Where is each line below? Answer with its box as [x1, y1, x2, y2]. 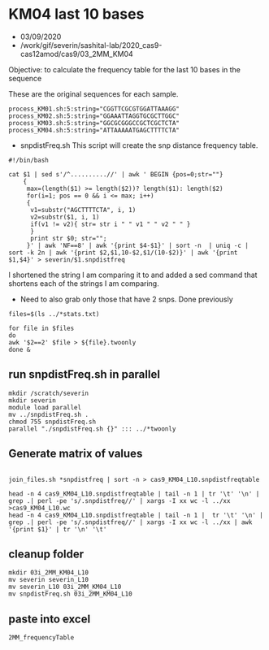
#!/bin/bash [8, 156, 49, 164]
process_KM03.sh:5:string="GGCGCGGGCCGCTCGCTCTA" [8, 119, 180, 127]
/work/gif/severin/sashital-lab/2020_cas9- [20, 40, 163, 50]
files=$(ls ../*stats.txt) [8, 310, 100, 318]
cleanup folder [8, 547, 85, 561]
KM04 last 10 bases [8, 5, 145, 24]
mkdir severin [8, 396, 57, 405]
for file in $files [8, 324, 75, 332]
